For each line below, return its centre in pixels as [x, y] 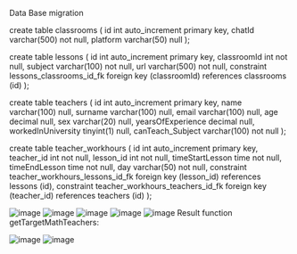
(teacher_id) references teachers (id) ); [81, 196]
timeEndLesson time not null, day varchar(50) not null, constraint [128, 167]
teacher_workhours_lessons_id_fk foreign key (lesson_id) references [135, 176]
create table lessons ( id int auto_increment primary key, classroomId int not [148, 57]
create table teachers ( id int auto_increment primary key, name [126, 102]
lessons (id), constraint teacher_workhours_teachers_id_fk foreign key [138, 186]
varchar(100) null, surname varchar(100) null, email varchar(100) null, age [144, 112]
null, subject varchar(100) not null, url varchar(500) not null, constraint [138, 66]
